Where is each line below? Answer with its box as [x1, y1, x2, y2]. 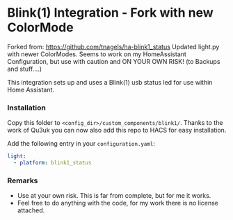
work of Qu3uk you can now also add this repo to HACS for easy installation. [7, 126, 227, 135]
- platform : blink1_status [13, 160, 92, 167]
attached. [17, 206, 45, 214]
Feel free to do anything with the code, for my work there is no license [17, 199, 219, 208]
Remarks [7, 176, 38, 185]
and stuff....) [7, 65, 42, 73]
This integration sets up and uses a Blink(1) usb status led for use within [7, 78, 213, 86]
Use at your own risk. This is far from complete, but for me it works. [17, 192, 211, 200]
